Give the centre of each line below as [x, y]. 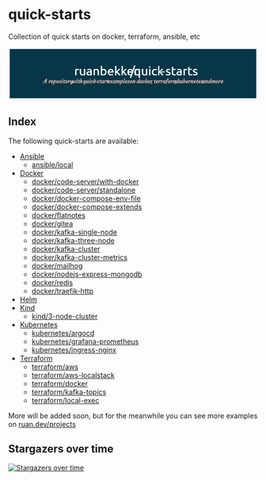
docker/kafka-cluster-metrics [80, 257]
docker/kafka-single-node [74, 232]
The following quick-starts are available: [74, 141]
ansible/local [52, 165]
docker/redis [52, 282]
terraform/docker [60, 383]
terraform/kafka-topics [69, 392]
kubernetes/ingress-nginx [74, 349]
